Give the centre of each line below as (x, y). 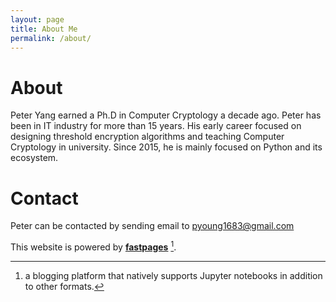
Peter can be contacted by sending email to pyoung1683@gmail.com (152, 226)
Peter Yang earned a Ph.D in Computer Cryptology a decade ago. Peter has (166, 115)
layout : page (37, 19)
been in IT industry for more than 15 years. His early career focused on (156, 126)
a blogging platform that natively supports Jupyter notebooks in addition (173, 275)
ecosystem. (34, 158)
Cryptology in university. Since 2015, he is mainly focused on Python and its (166, 147)
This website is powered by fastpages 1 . (93, 246)
